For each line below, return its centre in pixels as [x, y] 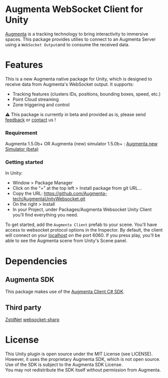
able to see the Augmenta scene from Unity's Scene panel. [66, 241]
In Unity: [14, 173]
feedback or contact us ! [31, 120]
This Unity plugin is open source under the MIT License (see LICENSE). [79, 354]
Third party [23, 307]
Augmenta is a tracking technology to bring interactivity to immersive [77, 34]
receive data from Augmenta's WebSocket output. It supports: [70, 84]
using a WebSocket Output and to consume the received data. [67, 44]
